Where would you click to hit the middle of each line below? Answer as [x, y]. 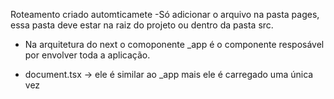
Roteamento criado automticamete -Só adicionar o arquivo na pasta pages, [165, 14]
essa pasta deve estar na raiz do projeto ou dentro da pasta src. [142, 25]
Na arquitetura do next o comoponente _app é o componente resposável [174, 44]
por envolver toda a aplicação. [87, 55]
